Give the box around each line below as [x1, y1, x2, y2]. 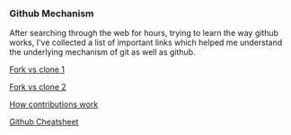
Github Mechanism [9, 7, 94, 20]
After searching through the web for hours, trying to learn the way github [9, 28, 279, 39]
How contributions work [9, 99, 99, 110]
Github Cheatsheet [9, 116, 79, 128]
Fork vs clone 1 [9, 64, 66, 75]
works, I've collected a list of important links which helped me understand [9, 37, 283, 48]
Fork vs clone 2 [9, 82, 67, 93]
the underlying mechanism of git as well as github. [9, 47, 196, 58]
